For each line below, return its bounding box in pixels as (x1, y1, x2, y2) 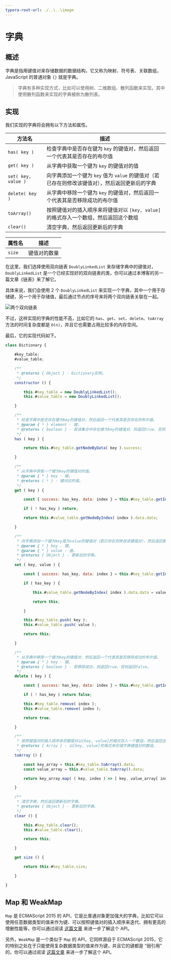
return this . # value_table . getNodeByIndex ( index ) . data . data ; (23, 515, 158, 521)
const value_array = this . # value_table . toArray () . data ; (23, 766, 145, 772)
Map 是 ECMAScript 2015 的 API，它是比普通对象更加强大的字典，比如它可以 (5, 913, 164, 919)
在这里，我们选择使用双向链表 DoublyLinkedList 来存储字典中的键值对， (5, 263, 156, 270)
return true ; (23, 715, 51, 721)
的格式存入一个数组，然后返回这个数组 (46, 214, 138, 221)
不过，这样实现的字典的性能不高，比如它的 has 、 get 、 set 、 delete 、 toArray (5, 315, 164, 322)
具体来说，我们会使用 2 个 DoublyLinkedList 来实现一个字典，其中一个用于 (5, 287, 161, 294)
